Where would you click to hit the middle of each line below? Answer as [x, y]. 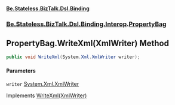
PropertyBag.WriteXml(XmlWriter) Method [87, 43]
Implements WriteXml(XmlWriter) [47, 95]
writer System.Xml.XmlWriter [43, 84]
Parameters [21, 70]
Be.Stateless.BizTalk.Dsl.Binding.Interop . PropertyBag [86, 24]
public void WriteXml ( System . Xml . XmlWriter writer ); [73, 57]
